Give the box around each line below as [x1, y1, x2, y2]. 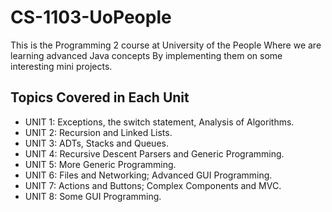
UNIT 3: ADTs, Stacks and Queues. [24, 137, 169, 149]
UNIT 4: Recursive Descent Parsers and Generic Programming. [24, 147, 285, 160]
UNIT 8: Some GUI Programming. [24, 190, 162, 202]
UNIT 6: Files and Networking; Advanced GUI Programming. [24, 169, 273, 181]
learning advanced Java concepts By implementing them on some [10, 49, 283, 61]
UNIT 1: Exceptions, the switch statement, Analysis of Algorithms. [24, 116, 295, 128]
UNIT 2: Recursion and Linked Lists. [24, 126, 173, 138]
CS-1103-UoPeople [10, 6, 172, 29]
